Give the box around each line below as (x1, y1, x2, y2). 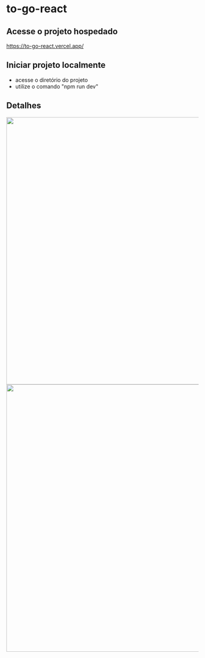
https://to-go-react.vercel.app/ (6, 42, 84, 49)
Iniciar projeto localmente (6, 60, 106, 70)
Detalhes (6, 100, 41, 111)
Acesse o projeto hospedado (6, 26, 118, 37)
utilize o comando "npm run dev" (15, 82, 99, 90)
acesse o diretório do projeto (15, 76, 88, 84)
